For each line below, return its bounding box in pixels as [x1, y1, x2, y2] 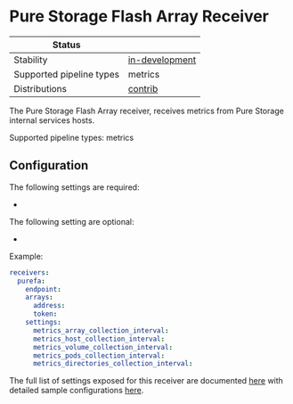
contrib [127, 82, 159, 95]
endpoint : [25, 284, 62, 293]
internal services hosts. [9, 114, 95, 126]
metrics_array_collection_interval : [32, 326, 169, 335]
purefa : [17, 276, 46, 285]
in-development [127, 54, 197, 66]
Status [52, 38, 81, 51]
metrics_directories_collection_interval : [32, 359, 193, 368]
